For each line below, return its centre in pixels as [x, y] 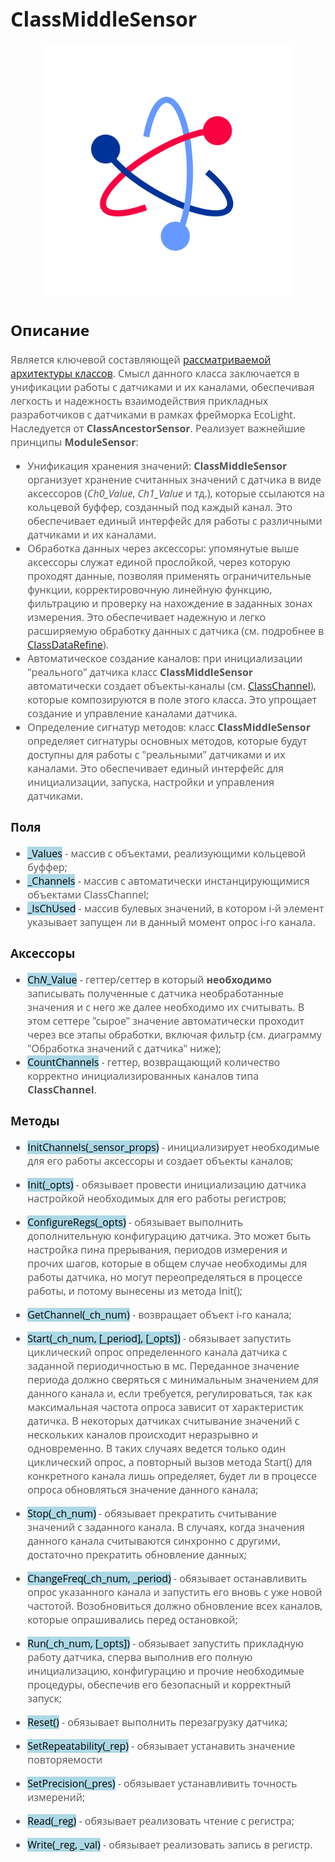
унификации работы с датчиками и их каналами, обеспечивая [162, 387]
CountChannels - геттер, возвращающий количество [154, 1062]
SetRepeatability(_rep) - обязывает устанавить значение [161, 1745]
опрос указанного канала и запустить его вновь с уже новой [175, 1592]
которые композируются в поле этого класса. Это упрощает [172, 699]
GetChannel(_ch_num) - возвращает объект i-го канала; [159, 1314]
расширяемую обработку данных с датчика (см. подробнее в [176, 630]
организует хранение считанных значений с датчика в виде [174, 479]
